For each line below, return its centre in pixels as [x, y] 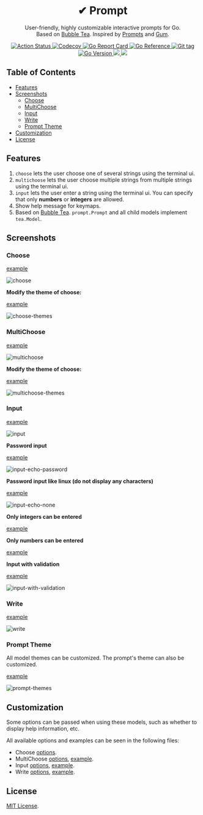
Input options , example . [45, 765]
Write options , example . [45, 772]
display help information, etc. [43, 729]
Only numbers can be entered [45, 540]
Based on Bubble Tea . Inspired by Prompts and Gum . [103, 34]
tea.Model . [28, 218]
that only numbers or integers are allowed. [69, 199]
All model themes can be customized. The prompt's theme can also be [95, 658]
